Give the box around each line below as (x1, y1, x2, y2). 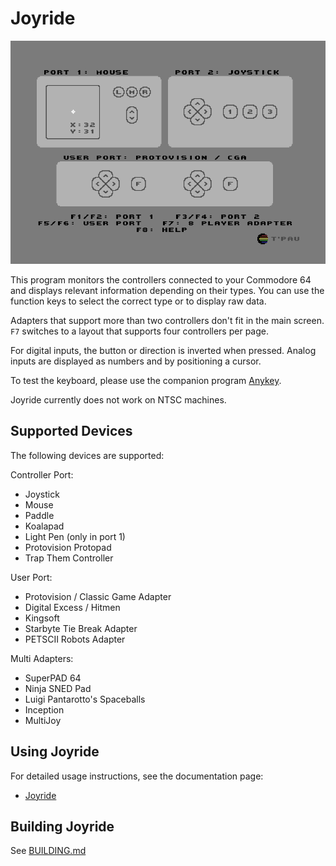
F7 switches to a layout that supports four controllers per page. (10, 325, 269, 337)
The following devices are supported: (10, 449, 165, 461)
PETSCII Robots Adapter (24, 633, 126, 645)
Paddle (24, 509, 55, 521)
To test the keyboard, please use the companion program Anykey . (10, 374, 282, 386)
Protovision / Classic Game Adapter (24, 590, 172, 602)
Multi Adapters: (10, 652, 74, 664)
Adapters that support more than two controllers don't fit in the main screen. (10, 314, 325, 326)
